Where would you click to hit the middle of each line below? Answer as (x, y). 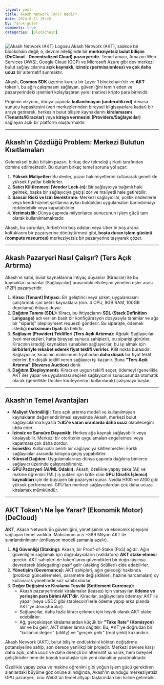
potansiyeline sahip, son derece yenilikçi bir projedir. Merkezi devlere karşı (80, 647)
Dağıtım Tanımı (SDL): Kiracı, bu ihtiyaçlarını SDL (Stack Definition (80, 313)
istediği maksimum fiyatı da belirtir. (48, 328)
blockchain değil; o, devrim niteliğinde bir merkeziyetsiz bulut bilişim (75, 51)
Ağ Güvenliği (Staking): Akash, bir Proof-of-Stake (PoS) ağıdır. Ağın (81, 549)
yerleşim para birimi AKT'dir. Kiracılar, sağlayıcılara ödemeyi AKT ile (89, 596)
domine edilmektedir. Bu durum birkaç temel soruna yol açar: (66, 167)
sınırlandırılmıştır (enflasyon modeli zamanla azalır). (57, 540)
